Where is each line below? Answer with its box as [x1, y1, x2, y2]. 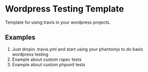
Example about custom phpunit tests [12, 61, 86, 67]
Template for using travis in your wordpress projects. [5, 19, 111, 25]
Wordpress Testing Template [5, 3, 124, 14]
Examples [5, 33, 35, 42]
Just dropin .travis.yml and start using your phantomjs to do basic [12, 46, 144, 52]
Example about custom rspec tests [12, 57, 82, 62]
